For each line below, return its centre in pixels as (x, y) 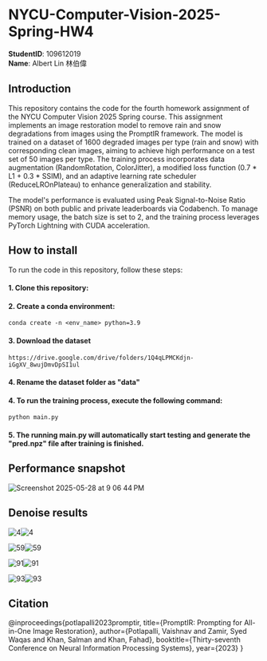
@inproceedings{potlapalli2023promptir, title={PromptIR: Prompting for (126, 623)
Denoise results (48, 513)
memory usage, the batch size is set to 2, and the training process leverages (134, 216)
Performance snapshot (67, 469)
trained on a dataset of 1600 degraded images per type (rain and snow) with (133, 142)
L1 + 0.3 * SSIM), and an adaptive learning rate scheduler (102, 176)
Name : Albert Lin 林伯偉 (48, 63)
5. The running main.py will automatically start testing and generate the (130, 435)
